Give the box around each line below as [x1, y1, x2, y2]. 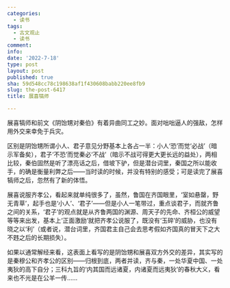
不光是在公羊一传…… [18, 274, 78, 282]
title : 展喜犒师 [7, 93, 49, 100]
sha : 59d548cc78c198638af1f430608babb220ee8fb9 [7, 80, 146, 87]
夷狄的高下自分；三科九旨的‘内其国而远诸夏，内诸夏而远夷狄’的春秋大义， [7, 265, 214, 273]
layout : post [7, 67, 44, 74]
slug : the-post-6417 [7, 86, 66, 93]
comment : [7, 42, 32, 49]
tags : [7, 23, 23, 29]
